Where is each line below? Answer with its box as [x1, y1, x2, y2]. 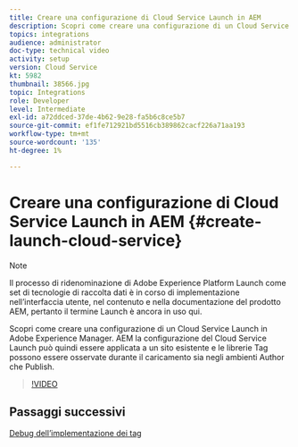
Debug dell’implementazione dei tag [9, 428, 142, 439]
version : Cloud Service [9, 63, 98, 72]
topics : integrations [9, 30, 90, 38]
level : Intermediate [9, 105, 87, 114]
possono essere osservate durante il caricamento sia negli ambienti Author [9, 351, 286, 362]
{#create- [187, 211, 262, 232]
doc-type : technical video [9, 46, 110, 55]
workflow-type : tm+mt [9, 130, 90, 139]
